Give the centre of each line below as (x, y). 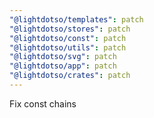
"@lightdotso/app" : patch (63, 66)
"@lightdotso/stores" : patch (70, 29)
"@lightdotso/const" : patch (68, 38)
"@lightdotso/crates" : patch (70, 76)
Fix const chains (43, 103)
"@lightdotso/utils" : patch (68, 47)
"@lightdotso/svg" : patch (63, 57)
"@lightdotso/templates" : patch (76, 19)
